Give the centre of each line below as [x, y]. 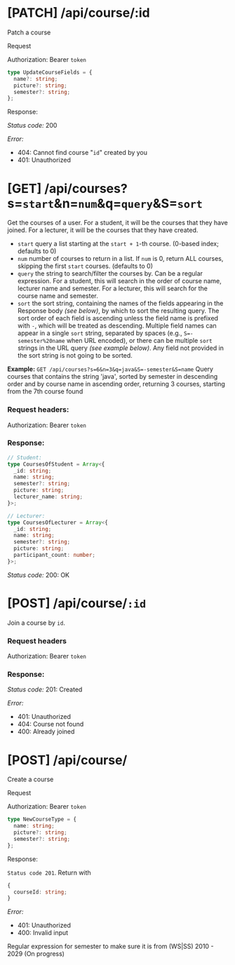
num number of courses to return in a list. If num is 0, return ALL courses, [120, 259]
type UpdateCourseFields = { [50, 72]
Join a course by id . [36, 623]
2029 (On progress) [36, 954]
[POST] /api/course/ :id [77, 603]
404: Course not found [51, 724]
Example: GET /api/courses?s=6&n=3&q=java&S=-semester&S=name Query [110, 369]
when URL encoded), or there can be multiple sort [139, 341]
